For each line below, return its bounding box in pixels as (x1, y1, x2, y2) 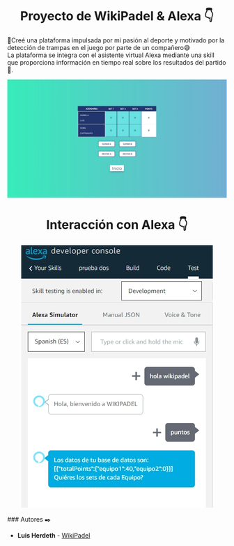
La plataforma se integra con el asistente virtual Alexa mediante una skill (7, 51, 214, 59)
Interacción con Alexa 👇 (46, 216, 188, 232)
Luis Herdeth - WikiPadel (17, 531, 91, 539)
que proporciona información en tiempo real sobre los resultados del (7, 58, 204, 66)
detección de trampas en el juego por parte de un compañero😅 (7, 43, 191, 51)
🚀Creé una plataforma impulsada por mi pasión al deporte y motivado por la (7, 35, 225, 45)
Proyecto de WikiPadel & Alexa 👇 (19, 8, 214, 24)
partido (205, 58, 226, 66)
